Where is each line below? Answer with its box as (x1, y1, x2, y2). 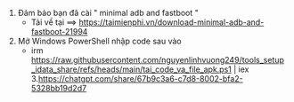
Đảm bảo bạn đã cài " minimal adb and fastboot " (17, 8, 199, 18)
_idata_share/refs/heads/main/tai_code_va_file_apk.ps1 (30, 64, 232, 75)
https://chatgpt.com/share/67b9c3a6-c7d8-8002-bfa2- (37, 74, 243, 83)
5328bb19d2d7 (30, 83, 87, 93)
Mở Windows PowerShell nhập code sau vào (17, 35, 182, 46)
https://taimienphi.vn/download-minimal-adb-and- (78, 17, 265, 27)
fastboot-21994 (30, 27, 88, 36)
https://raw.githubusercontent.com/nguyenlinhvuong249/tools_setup (30, 55, 285, 65)
